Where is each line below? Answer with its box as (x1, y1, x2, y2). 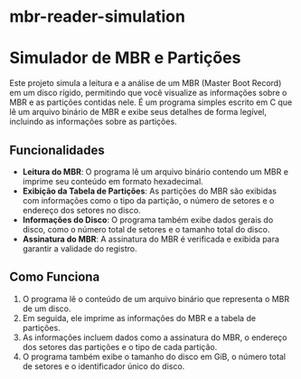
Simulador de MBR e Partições (9, 48, 241, 69)
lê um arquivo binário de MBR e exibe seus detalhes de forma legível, (9, 107, 267, 118)
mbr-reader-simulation (9, 6, 185, 27)
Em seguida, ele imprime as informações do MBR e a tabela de (22, 312, 256, 323)
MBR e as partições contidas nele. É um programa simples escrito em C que (9, 97, 293, 108)
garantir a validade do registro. (22, 242, 137, 254)
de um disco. (22, 303, 71, 314)
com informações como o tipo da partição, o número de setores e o (22, 194, 275, 205)
